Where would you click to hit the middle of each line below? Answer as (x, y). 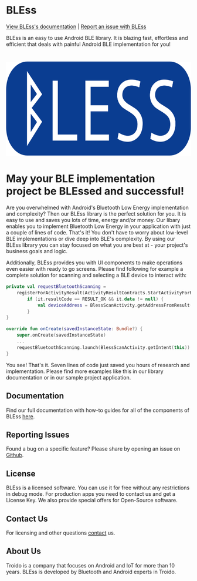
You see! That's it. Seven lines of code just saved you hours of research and (98, 365)
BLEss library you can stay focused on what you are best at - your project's (97, 245)
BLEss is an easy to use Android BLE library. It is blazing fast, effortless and (97, 38)
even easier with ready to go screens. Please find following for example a (95, 269)
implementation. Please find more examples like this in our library (85, 371)
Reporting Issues (38, 434)
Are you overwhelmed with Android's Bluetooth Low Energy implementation (97, 208)
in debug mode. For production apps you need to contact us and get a (91, 494)
